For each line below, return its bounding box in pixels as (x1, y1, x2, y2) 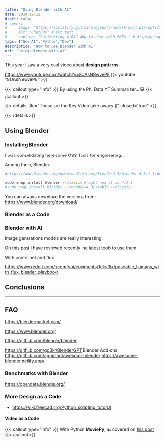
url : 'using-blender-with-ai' (5, 48, 67, 53)
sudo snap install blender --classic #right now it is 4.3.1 (5, 180, 133, 185)
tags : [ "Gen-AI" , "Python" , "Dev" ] (5, 39, 74, 44)
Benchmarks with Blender (5, 370, 68, 377)
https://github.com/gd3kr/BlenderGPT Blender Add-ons (5, 347, 118, 353)
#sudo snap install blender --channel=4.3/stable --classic (5, 184, 131, 189)
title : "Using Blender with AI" (5, 7, 71, 12)
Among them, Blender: (5, 162, 51, 168)
